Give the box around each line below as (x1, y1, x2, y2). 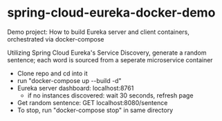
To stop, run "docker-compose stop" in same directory (17, 106, 174, 114)
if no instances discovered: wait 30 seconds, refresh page (27, 91, 194, 100)
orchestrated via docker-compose (7, 35, 104, 43)
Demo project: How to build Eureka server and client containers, (7, 28, 190, 36)
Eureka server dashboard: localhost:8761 (17, 84, 134, 92)
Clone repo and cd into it (17, 69, 88, 77)
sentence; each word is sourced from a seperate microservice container (7, 55, 213, 64)
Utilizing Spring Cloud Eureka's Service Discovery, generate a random (7, 48, 207, 57)
